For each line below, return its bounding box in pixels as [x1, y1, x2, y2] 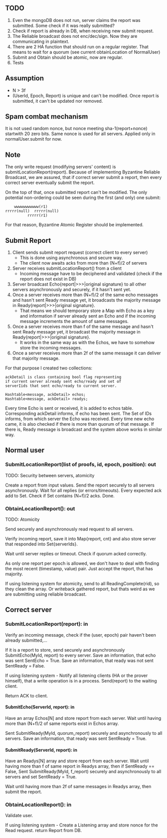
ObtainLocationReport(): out [5, 505, 75, 512]
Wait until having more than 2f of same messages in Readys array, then [5, 784, 152, 790]
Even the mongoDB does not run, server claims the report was [12, 17, 141, 23]
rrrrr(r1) [27, 213, 48, 218]
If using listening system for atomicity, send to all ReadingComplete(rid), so [5, 581, 160, 587]
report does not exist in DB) [19, 276, 77, 282]
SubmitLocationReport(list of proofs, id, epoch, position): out [5, 461, 156, 468]
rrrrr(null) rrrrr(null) [5, 209, 59, 214]
